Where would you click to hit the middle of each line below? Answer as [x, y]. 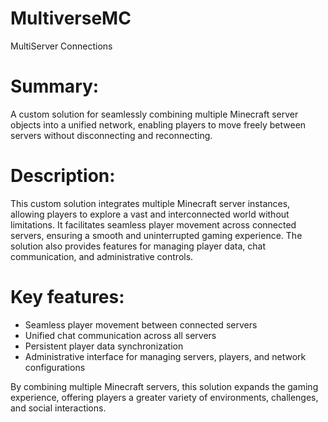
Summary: [55, 86]
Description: [63, 176]
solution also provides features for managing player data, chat [138, 246]
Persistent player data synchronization [104, 346]
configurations [55, 367]
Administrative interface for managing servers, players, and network [165, 356]
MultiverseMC [71, 18]
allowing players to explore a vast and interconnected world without [150, 214]
